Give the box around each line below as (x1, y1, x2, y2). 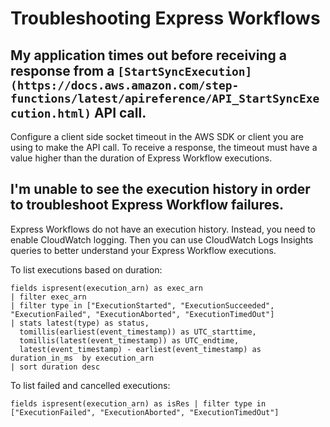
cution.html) (10, 106, 92, 121)
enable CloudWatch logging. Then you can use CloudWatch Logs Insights (10, 233, 314, 246)
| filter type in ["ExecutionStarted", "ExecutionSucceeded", (10, 300, 275, 311)
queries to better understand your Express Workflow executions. (10, 244, 277, 256)
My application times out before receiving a (10, 47, 287, 64)
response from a (10, 62, 115, 79)
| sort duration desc (10, 362, 101, 372)
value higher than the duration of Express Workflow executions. (10, 152, 273, 164)
